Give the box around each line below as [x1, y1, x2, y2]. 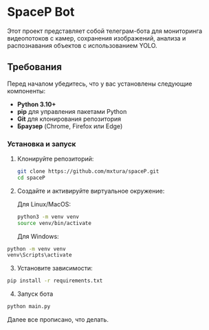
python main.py [7, 303, 51, 310]
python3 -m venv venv [16, 213, 80, 220]
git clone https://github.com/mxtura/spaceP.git [16, 168, 159, 175]
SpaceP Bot [7, 4, 75, 20]
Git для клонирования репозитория [16, 115, 122, 123]
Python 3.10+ [16, 100, 56, 108]
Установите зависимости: [16, 264, 93, 272]
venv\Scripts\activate [7, 252, 72, 259]
